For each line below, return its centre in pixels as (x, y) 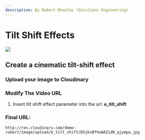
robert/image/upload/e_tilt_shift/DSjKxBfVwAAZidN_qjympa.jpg (72, 132)
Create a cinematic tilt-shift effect (60, 65)
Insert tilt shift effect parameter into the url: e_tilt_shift (69, 104)
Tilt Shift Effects (40, 35)
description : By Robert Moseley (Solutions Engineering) (67, 10)
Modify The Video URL (34, 93)
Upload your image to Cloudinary (47, 79)
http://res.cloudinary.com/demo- (41, 128)
